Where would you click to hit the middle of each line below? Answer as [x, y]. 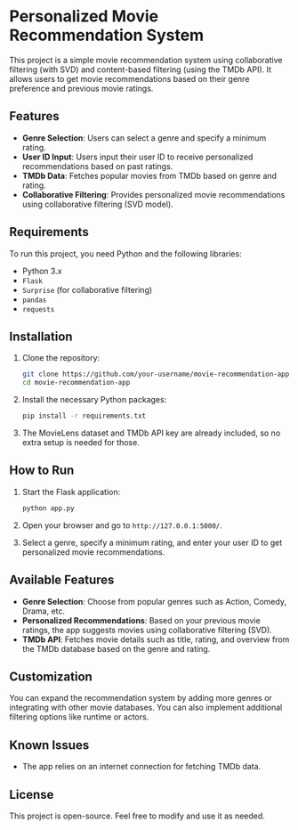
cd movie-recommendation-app [76, 383]
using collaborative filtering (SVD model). [97, 204]
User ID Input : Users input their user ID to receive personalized [137, 157]
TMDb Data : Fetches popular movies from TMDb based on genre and [149, 175]
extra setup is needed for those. [81, 442]
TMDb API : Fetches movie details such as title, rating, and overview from [156, 639]
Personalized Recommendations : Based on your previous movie [141, 620]
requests [38, 309]
